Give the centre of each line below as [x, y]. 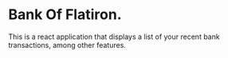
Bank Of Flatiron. [65, 15]
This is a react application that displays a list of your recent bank [114, 37]
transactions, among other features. [67, 44]
